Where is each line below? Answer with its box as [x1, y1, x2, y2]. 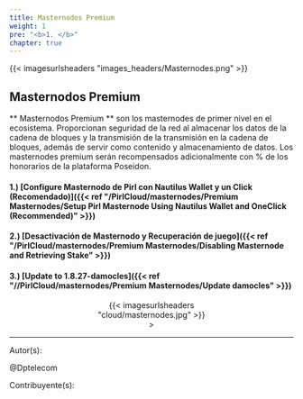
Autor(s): [9, 345, 42, 356]
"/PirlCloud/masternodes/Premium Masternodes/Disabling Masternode [9, 240, 284, 251]
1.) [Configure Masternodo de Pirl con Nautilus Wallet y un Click [9, 181, 252, 192]
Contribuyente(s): [9, 380, 75, 391]
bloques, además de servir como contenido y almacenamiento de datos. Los [9, 141, 294, 153]
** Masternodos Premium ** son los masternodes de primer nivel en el [9, 113, 272, 124]
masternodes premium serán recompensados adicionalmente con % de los [9, 151, 289, 162]
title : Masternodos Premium [9, 13, 115, 23]
